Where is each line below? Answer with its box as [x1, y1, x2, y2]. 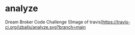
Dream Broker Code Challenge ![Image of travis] [5, 19, 103, 25]
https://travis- [102, 19, 130, 25]
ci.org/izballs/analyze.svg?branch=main [5, 24, 86, 30]
